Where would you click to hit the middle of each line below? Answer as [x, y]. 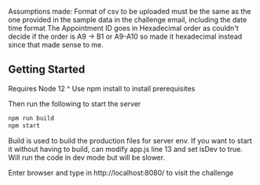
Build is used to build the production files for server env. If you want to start [130, 140]
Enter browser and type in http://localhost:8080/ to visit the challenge [121, 172]
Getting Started [47, 70]
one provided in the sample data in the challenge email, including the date [128, 20]
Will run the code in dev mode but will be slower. [87, 157]
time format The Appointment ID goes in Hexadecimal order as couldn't [124, 28]
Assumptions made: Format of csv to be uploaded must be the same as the [130, 11]
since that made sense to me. [56, 45]
